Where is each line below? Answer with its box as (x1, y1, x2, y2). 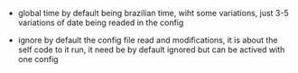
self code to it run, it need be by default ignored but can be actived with (17, 44, 285, 55)
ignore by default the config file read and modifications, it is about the (17, 35, 278, 45)
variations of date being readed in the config (17, 17, 184, 28)
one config (17, 54, 59, 64)
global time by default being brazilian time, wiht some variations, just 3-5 (17, 8, 289, 18)
